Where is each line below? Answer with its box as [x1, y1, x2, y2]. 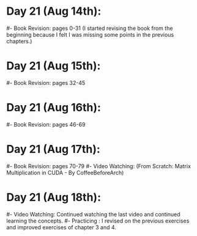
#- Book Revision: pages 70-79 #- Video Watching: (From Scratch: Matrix [6, 162, 191, 169]
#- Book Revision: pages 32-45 [6, 79, 86, 86]
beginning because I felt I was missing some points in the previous [6, 31, 174, 38]
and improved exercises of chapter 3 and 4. [6, 223, 116, 230]
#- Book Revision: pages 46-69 [6, 120, 86, 128]
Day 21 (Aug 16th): [6, 101, 101, 114]
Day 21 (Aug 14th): [6, 4, 102, 18]
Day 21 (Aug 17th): [6, 142, 101, 156]
